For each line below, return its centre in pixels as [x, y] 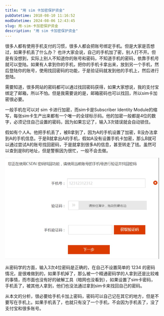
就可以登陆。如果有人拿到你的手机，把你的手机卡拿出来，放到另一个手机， [80, 65]
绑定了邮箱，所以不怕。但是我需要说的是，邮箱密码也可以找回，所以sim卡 [79, 93]
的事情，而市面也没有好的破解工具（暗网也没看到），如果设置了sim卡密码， [80, 279]
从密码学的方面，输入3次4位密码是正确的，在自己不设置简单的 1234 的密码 [80, 267]
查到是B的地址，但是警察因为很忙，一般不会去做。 [60, 151]
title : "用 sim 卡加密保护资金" [35, 10]
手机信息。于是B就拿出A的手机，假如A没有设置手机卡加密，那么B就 [84, 138]
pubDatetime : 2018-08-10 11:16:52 [40, 15]
